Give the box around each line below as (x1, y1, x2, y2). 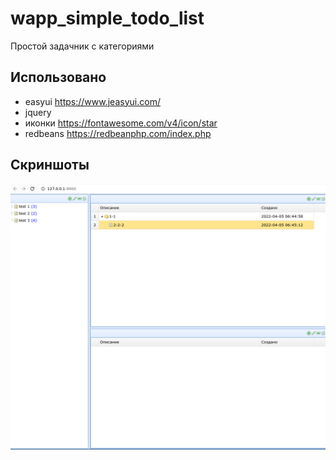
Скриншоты (10, 157, 90, 174)
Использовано (10, 69, 107, 86)
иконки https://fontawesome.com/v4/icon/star (24, 117, 218, 129)
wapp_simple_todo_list (10, 7, 205, 30)
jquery (24, 106, 52, 118)
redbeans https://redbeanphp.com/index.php (24, 127, 212, 139)
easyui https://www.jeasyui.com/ (24, 95, 161, 107)
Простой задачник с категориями (10, 40, 155, 52)
